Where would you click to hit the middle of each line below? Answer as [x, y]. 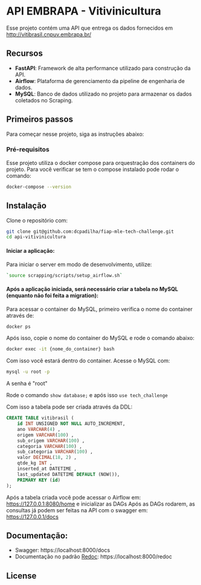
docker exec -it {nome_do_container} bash [60, 349]
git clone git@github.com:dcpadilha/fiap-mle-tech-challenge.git [90, 232]
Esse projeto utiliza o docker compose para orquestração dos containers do [101, 162]
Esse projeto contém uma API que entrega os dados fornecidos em [90, 28]
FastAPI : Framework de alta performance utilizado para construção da [103, 68]
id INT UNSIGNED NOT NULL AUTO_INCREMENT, [71, 424]
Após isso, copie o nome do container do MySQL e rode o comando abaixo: [101, 338]
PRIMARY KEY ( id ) [39, 480]
